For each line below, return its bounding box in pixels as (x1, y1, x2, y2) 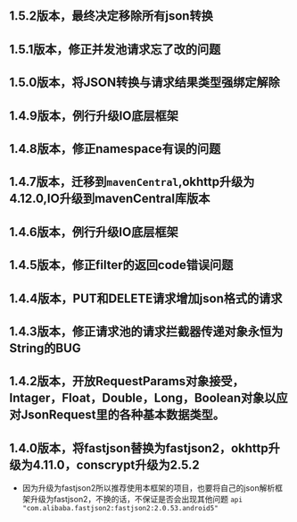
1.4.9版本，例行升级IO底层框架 (9, 108, 179, 123)
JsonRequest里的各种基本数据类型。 (21, 408, 226, 423)
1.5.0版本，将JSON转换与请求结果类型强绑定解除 (9, 75, 281, 90)
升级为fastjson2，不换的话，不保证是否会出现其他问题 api (29, 494, 243, 505)
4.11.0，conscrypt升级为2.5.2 (32, 457, 201, 472)
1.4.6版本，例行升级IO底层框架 (9, 224, 178, 240)
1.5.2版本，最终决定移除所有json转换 (9, 8, 214, 24)
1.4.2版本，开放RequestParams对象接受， (9, 374, 245, 389)
